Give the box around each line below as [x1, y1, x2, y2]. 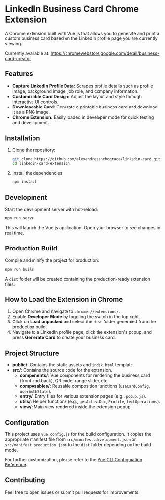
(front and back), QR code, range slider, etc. [19, 378, 109, 384]
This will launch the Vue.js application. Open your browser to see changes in [5, 224, 161, 230]
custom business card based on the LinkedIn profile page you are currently [5, 36, 158, 41]
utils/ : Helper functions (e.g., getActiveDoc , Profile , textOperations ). [19, 398, 160, 405]
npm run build [5, 267, 34, 272]
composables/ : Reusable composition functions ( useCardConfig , [19, 383, 150, 389]
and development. [12, 119, 49, 125]
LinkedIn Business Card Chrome [5, 3, 139, 15]
